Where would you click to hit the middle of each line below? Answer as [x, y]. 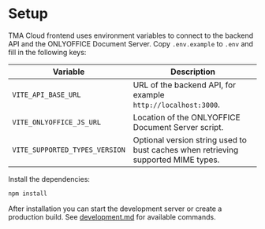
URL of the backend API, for [185, 85]
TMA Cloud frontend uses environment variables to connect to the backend [131, 35]
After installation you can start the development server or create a [115, 209]
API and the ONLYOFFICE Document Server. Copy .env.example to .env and [131, 43]
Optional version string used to [190, 140]
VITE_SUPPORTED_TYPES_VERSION [69, 150]
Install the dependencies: [49, 179]
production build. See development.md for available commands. [112, 216]
